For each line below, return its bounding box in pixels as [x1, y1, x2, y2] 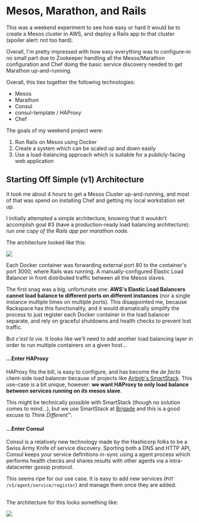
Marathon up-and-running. [6, 67, 72, 74]
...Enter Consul [6, 425, 45, 432]
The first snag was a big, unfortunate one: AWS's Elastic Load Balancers [6, 286, 186, 293]
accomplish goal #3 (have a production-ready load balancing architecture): [6, 221, 190, 228]
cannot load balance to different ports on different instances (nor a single [6, 292, 191, 299]
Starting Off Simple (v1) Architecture [6, 174, 144, 185]
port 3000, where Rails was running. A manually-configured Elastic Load [6, 268, 184, 275]
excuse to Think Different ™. [6, 411, 72, 418]
